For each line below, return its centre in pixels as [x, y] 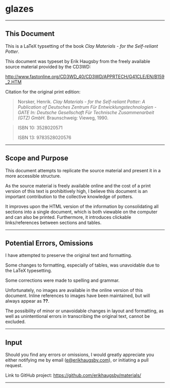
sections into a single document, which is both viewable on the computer [81, 212]
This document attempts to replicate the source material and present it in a [83, 170]
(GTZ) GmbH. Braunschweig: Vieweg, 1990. [63, 118]
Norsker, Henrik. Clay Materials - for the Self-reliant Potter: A [81, 102]
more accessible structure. [33, 176]
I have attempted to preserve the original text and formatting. [69, 255]
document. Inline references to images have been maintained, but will [78, 296]
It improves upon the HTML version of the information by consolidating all [82, 206]
